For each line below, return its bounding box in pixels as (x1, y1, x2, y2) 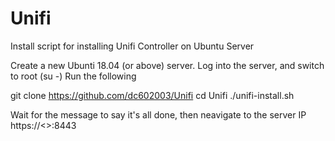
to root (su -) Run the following (10, 70, 137, 82)
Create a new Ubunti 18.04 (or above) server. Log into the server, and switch (10, 59, 325, 71)
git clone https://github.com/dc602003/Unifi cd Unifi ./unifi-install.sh (10, 89, 295, 101)
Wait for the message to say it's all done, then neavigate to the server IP (10, 108, 307, 121)
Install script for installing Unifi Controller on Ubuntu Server (10, 40, 255, 52)
